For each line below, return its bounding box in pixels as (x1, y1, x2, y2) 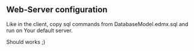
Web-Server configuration (6, 5, 108, 15)
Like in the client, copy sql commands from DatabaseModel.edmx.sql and (6, 20, 189, 27)
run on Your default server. (6, 27, 73, 34)
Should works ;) (6, 38, 46, 45)
